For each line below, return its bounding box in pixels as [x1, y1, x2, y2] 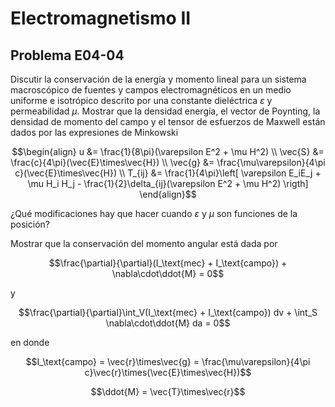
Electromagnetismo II [10, 7, 192, 30]
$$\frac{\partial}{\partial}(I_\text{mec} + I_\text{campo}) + [48, 257, 288, 269]
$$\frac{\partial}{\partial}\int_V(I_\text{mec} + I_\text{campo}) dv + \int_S [18, 307, 318, 318]
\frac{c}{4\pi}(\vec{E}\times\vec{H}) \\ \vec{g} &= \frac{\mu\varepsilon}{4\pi [10, 157, 326, 168]
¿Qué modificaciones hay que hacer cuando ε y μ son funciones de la [10, 208, 298, 219]
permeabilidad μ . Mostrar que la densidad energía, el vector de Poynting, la [10, 105, 321, 117]
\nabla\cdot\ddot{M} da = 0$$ [105, 317, 231, 329]
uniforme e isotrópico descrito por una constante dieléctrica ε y [10, 95, 273, 106]
